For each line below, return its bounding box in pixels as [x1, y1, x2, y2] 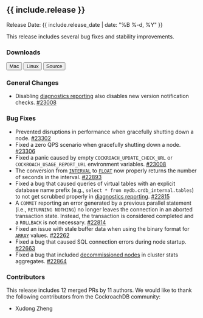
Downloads [6, 48, 41, 57]
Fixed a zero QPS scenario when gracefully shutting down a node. [15, 141, 181, 148]
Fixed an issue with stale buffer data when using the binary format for [15, 225, 190, 232]
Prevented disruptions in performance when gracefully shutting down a [15, 128, 194, 135]
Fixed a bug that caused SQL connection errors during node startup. [15, 238, 187, 246]
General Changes [6, 79, 59, 87]
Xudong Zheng [15, 305, 53, 312]
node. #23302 [15, 134, 52, 142]
